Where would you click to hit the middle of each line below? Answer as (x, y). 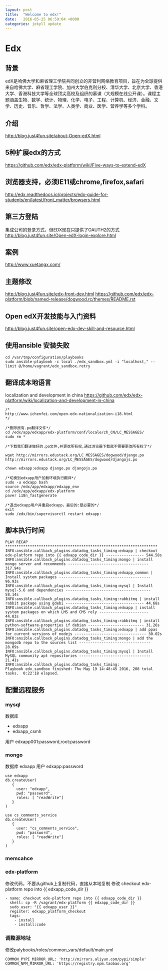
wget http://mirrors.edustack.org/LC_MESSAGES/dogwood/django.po (74, 455)
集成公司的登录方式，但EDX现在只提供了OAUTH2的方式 (62, 229)
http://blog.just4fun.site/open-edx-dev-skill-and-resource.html (70, 328)
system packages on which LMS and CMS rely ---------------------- (77, 612)
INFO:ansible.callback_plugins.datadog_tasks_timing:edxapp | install (80, 608)
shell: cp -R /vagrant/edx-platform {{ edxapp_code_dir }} (72, 902)
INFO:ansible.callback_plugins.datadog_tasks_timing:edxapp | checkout (81, 551)
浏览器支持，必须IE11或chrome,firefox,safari (74, 182)
